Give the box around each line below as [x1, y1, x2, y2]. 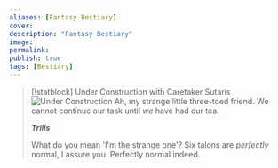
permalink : [9, 46, 50, 55]
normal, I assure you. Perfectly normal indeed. [30, 149, 201, 159]
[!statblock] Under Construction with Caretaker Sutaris [30, 86, 231, 97]
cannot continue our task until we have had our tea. [30, 105, 219, 116]
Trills [30, 122, 51, 133]
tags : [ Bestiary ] [9, 63, 74, 72]
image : [9, 37, 34, 47]
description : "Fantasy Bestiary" [9, 29, 133, 38]
